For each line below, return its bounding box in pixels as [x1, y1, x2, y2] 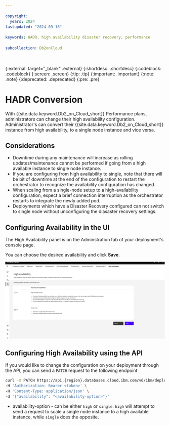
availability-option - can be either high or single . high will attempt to [12, 403, 155, 409]
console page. [5, 242, 35, 248]
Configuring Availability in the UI [5, 223, 110, 232]
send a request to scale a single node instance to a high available [12, 408, 149, 414]
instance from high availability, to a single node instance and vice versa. [5, 126, 155, 133]
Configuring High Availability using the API [5, 349, 143, 357]
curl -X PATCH [5, 378, 35, 383]
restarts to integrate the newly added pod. [12, 198, 101, 204]
